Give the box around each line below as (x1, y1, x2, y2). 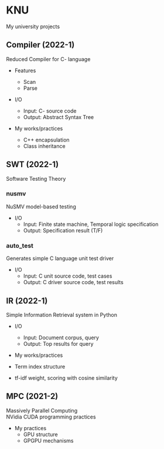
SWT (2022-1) (6, 160, 59, 170)
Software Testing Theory (6, 175, 66, 182)
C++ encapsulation (23, 136, 70, 143)
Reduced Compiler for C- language (6, 55, 91, 62)
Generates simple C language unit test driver (6, 255, 114, 262)
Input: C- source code (23, 107, 77, 114)
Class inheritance (23, 142, 66, 150)
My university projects (6, 23, 60, 30)
